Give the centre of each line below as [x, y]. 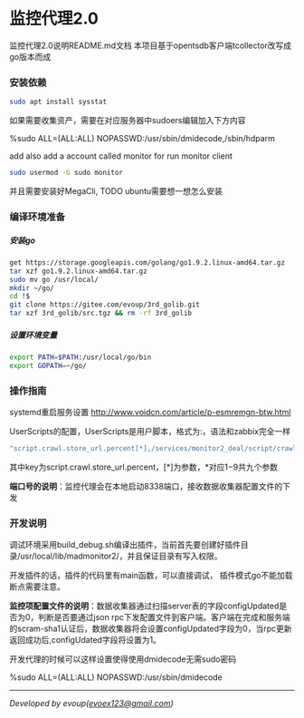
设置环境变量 [33, 335]
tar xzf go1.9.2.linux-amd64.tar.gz [78, 271]
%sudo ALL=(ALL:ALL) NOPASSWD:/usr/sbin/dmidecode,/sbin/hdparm [142, 139]
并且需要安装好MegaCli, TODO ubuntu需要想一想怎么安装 [116, 190]
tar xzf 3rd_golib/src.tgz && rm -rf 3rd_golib [101, 314]
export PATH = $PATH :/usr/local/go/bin [81, 357]
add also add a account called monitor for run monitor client [121, 156]
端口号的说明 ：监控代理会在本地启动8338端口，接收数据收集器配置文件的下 [150, 486]
